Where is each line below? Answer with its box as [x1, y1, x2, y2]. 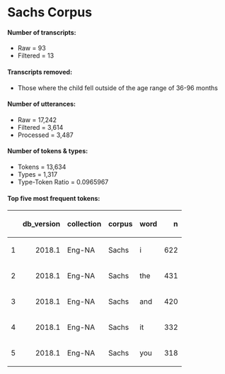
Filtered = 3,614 [17, 123, 64, 131]
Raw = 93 [17, 44, 46, 53]
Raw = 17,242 [17, 115, 57, 124]
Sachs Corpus [7, 4, 93, 21]
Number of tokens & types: [7, 147, 88, 155]
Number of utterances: [7, 100, 76, 109]
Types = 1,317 [17, 170, 58, 178]
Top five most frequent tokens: [7, 194, 100, 202]
